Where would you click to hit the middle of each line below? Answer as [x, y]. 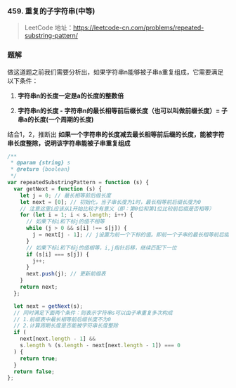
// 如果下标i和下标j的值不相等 [65, 222]
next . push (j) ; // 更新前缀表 [66, 274]
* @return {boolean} [40, 169]
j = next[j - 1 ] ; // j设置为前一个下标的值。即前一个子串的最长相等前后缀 [131, 235]
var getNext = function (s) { [58, 189]
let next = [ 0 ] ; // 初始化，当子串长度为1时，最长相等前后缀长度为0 [111, 202]
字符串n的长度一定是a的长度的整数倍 [71, 96]
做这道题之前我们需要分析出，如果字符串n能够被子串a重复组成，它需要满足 [116, 72]
